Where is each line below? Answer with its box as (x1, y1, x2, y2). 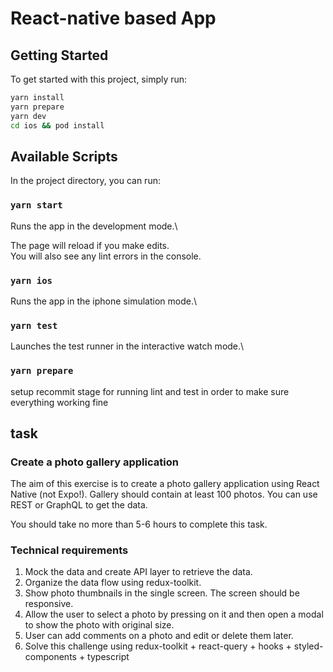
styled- (293, 640, 324, 652)
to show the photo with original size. (24, 619, 175, 631)
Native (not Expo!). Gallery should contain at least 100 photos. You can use (10, 488, 318, 501)
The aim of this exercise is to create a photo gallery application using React (10, 478, 320, 490)
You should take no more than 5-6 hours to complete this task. (10, 518, 268, 531)
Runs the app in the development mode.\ (10, 220, 178, 232)
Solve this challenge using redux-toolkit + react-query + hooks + (24, 640, 292, 652)
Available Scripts (10, 148, 118, 165)
